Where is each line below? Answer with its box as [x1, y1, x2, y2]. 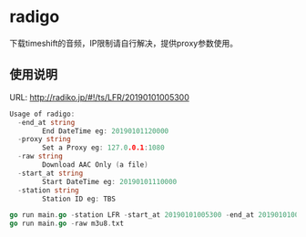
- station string [17, 185, 79, 195]
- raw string [17, 152, 64, 161]
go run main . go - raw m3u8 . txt [9, 219, 125, 229]
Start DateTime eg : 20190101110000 [42, 177, 178, 186]
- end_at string [17, 118, 76, 127]
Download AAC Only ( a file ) [42, 160, 148, 170]
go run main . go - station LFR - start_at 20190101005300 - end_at [9, 211, 255, 220]
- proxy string [17, 135, 71, 144]
